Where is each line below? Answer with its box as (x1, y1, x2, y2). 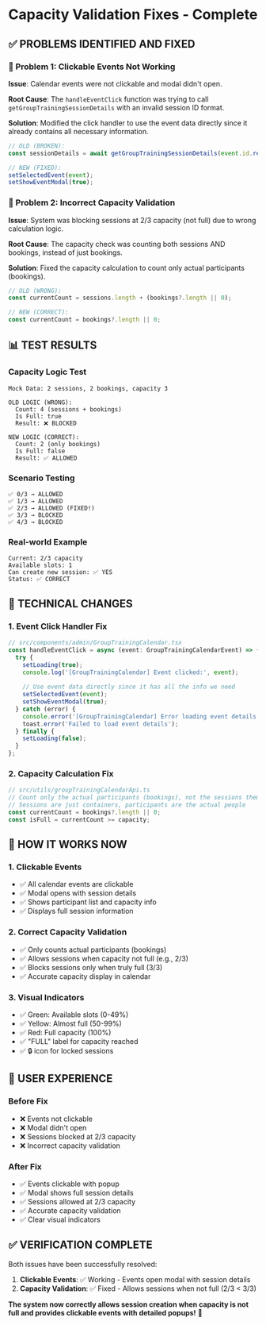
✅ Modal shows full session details (19, 1188, 134, 1197)
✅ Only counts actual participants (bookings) (19, 945, 167, 954)
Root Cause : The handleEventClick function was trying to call (8, 94, 209, 104)
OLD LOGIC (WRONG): (8, 399, 73, 406)
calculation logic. (8, 224, 64, 233)
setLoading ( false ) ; (22, 734, 87, 743)
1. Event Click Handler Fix (8, 621, 108, 632)
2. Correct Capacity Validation (8, 926, 127, 938)
